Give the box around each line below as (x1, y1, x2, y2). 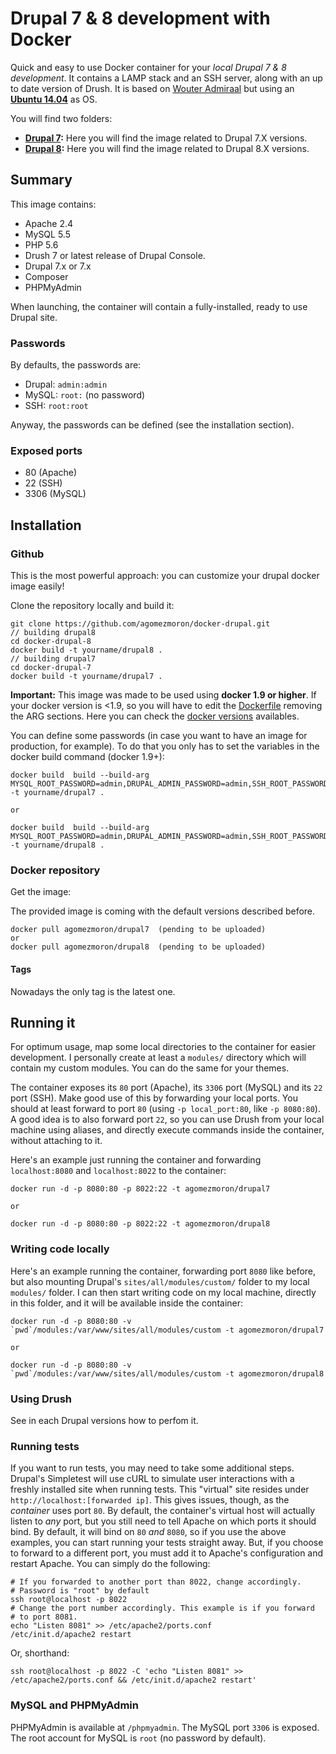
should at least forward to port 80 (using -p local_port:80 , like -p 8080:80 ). (10, 1103, 321, 1115)
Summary (10, 172, 73, 189)
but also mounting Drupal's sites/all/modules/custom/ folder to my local (10, 1275, 310, 1287)
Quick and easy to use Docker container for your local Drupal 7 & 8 (10, 61, 287, 73)
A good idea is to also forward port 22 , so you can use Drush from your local (10, 1113, 325, 1126)
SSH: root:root (24, 400, 89, 412)
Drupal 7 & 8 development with (10, 7, 271, 30)
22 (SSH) (24, 477, 63, 489)
